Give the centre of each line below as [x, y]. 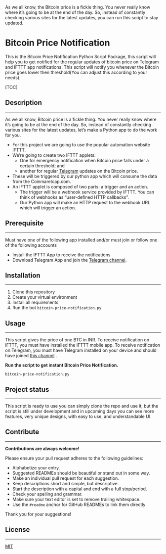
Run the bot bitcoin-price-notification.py [57, 308]
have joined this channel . [31, 356]
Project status [27, 390]
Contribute [22, 432]
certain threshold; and [42, 166]
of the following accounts [31, 245]
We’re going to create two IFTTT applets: [54, 155]
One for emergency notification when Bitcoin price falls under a [84, 160]
